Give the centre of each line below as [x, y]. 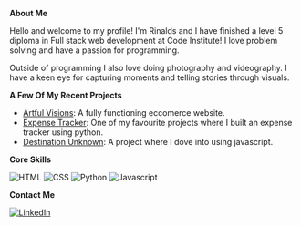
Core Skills [31, 159]
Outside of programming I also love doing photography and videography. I [148, 68]
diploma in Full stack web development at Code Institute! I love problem [144, 41]
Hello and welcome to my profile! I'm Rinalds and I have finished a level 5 [146, 31]
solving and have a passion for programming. [94, 50]
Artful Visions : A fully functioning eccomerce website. [124, 113]
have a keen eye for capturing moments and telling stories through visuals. [150, 77]
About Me [29, 13]
